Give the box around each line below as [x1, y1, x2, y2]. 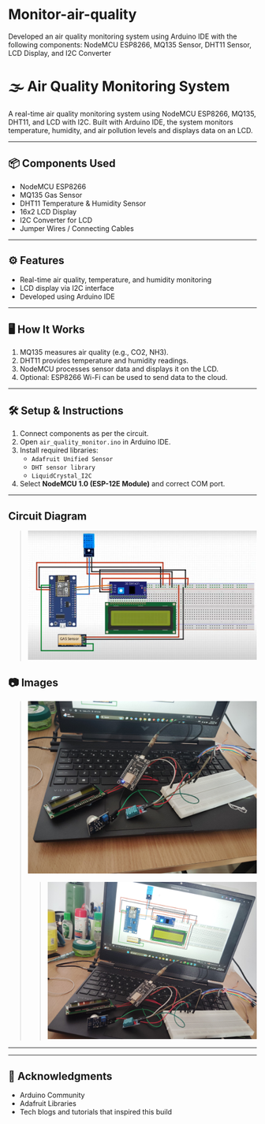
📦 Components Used [8, 157, 116, 170]
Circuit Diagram [8, 509, 87, 523]
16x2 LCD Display [19, 207, 77, 216]
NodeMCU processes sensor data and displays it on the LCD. [19, 364, 219, 374]
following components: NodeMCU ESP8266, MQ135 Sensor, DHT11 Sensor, [8, 39, 252, 49]
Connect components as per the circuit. [19, 429, 149, 438]
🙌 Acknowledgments [8, 1070, 113, 1083]
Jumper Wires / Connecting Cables [19, 223, 134, 233]
